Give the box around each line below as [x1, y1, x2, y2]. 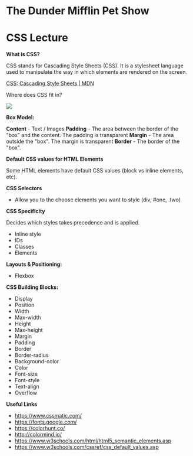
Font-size [14, 370, 38, 377]
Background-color [14, 358, 59, 365]
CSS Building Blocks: [6, 284, 59, 291]
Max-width [14, 314, 41, 321]
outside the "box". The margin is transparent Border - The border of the [6, 138, 180, 145]
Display [14, 295, 34, 302]
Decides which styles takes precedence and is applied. [6, 219, 140, 226]
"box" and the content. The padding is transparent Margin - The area [6, 132, 174, 139]
